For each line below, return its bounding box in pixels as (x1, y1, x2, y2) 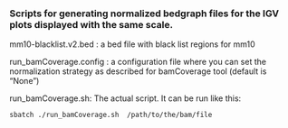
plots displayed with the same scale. (9, 18, 174, 31)
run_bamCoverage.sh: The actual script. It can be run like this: (9, 93, 242, 104)
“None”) (9, 76, 40, 87)
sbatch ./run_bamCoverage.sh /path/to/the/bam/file (9, 111, 213, 120)
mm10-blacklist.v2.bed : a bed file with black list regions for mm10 (9, 39, 255, 50)
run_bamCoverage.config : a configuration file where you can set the (9, 57, 267, 68)
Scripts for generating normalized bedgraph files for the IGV (9, 7, 280, 20)
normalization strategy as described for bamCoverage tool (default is (9, 66, 267, 77)
